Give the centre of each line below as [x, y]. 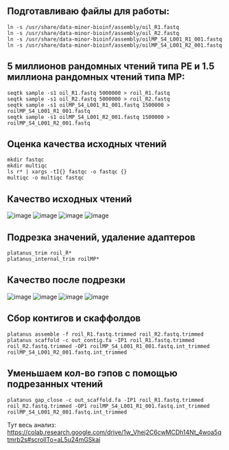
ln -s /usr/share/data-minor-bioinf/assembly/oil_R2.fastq [93, 33]
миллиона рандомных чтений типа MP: [96, 77]
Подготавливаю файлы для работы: [88, 11]
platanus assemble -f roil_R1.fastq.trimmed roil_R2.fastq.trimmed [106, 334]
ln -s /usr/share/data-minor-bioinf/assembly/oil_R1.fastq [93, 27]
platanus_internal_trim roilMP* [53, 259]
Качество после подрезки [66, 280]
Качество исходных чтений [70, 199]
